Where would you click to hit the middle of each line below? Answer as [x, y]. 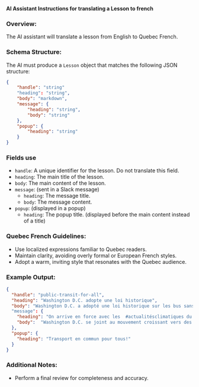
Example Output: [31, 277]
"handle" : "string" [41, 88]
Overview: [21, 24]
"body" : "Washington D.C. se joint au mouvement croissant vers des [105, 322]
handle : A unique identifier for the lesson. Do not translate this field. [97, 170]
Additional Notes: [32, 365]
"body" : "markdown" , [42, 99]
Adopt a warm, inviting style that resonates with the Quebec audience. [100, 262]
